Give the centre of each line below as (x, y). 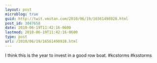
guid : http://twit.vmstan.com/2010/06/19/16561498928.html (67, 19)
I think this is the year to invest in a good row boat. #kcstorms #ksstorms (78, 55)
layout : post (18, 10)
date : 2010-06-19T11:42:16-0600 (38, 28)
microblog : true (22, 14)
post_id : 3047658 (23, 23)
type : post (16, 37)
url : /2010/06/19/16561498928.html (41, 42)
